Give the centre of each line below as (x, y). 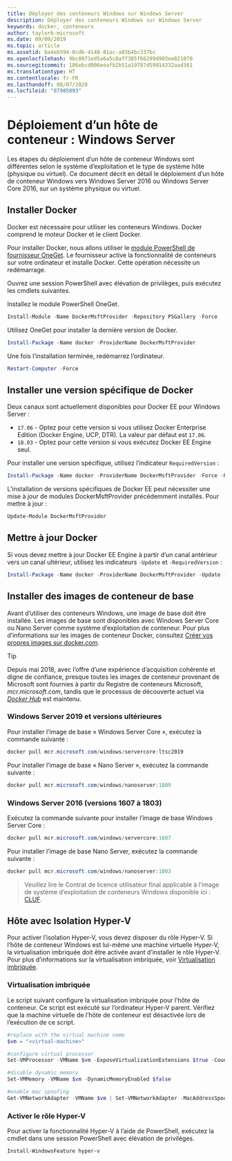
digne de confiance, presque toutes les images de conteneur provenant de (113, 677)
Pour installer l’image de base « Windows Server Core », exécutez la (104, 732)
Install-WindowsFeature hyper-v (54, 1151)
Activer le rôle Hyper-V (47, 1116)
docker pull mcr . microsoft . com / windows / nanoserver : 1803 (89, 871)
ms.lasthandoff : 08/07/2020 (48, 85)
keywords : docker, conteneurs (51, 26)
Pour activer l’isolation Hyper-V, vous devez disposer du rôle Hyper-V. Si (110, 938)
